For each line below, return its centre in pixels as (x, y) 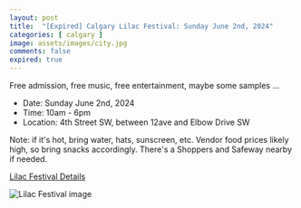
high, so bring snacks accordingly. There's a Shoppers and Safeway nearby (151, 149)
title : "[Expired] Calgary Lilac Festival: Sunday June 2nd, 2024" (141, 26)
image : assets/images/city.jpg (68, 43)
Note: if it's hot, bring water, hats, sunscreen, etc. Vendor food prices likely (149, 140)
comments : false (40, 52)
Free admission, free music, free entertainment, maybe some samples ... (144, 85)
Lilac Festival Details (48, 176)
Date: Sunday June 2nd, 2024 (78, 103)
